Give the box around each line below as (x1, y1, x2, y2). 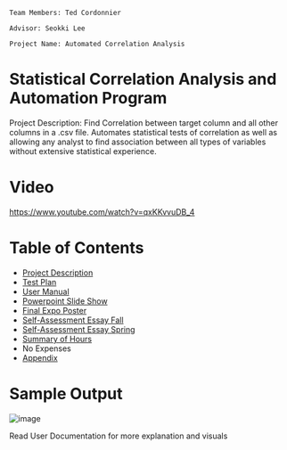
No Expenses (21, 343, 71, 354)
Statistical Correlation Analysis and (9, 70, 277, 89)
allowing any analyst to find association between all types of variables (9, 136, 266, 147)
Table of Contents (9, 238, 144, 258)
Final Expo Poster (21, 305, 87, 315)
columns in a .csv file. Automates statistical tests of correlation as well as (9, 127, 278, 137)
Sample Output (9, 384, 123, 404)
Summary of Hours (21, 333, 92, 344)
